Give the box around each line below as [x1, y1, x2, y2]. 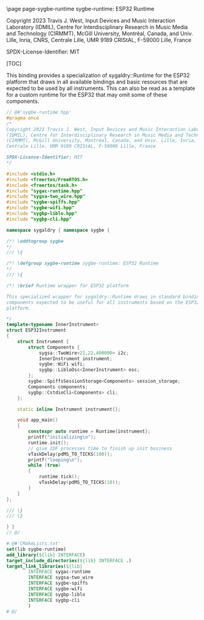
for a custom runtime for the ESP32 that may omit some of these [6, 91, 168, 98]
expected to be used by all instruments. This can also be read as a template [6, 85, 195, 92]
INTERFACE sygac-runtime [28, 569, 91, 575]
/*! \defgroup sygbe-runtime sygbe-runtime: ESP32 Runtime [6, 260, 159, 266]
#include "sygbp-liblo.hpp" [6, 211, 78, 217]
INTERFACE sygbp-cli [28, 597, 80, 603]
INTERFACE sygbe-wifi [28, 586, 83, 592]
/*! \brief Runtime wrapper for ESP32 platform [6, 282, 129, 288]
